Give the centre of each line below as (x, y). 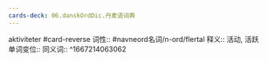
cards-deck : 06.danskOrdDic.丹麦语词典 (72, 15)
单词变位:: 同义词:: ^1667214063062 (67, 49)
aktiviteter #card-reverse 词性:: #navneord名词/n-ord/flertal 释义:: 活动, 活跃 (133, 39)
